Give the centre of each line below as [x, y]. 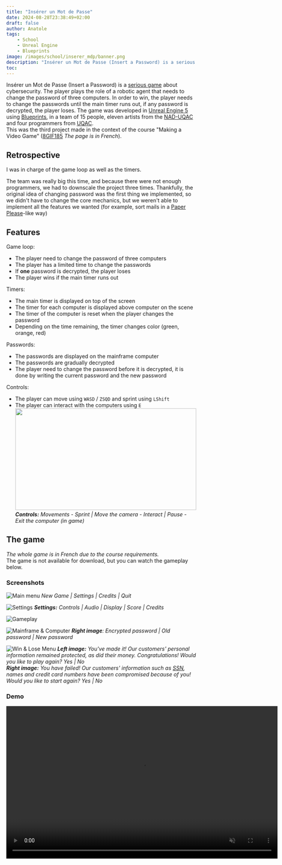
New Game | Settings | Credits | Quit [86, 596]
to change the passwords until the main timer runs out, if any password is [97, 104]
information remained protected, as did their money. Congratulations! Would [101, 655]
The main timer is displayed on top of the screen [75, 301]
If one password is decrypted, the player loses [73, 271]
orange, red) [30, 333]
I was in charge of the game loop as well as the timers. [74, 170]
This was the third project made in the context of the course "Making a [94, 130]
